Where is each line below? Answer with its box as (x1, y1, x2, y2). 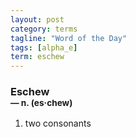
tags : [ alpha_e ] (10, 42, 78, 53)
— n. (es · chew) (10, 97, 73, 109)
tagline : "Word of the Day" (10, 33, 128, 43)
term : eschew (10, 52, 65, 62)
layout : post (10, 14, 65, 25)
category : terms (10, 24, 78, 34)
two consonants (24, 117, 92, 130)
